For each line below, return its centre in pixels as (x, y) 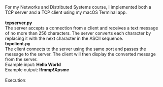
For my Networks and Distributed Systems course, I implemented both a (78, 7)
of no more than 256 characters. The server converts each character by (78, 33)
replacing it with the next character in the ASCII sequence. (64, 38)
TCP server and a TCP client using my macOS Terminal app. (66, 12)
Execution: (16, 80)
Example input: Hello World (33, 64)
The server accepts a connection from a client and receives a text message (82, 28)
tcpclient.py (18, 43)
